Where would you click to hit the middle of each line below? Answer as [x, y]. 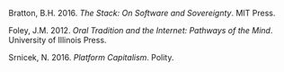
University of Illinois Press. [58, 40]
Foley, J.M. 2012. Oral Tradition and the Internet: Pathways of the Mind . [141, 30]
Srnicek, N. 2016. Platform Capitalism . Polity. [91, 57]
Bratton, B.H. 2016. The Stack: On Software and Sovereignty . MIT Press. [142, 13]
